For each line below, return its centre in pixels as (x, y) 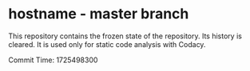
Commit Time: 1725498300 (53, 60)
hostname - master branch (99, 14)
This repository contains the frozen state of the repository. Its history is (125, 36)
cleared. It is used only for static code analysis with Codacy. (107, 44)
